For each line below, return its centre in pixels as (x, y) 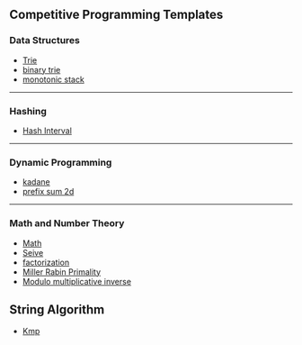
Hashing (28, 111)
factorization (46, 262)
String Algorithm (57, 309)
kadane (36, 182)
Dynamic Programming (61, 162)
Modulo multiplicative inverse (77, 281)
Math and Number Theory (67, 223)
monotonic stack (53, 79)
